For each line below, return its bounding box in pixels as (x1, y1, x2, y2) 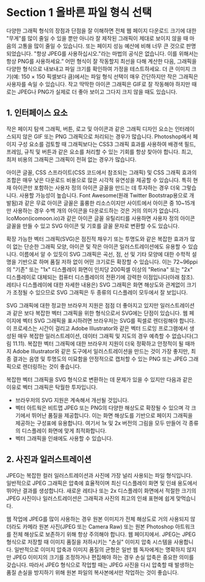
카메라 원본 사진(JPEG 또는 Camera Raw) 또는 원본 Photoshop (22, 523, 174, 530)
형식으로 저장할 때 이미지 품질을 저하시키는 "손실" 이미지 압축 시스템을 (6, 538, 173, 545)
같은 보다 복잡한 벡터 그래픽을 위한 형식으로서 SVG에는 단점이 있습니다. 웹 (12, 309, 188, 317)
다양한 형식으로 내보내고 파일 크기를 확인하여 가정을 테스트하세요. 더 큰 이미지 (6, 65, 190, 72)
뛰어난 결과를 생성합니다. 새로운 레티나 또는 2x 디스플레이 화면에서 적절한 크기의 (6, 487, 196, 494)
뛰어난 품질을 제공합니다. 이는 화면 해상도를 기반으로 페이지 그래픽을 (31, 411, 193, 419)
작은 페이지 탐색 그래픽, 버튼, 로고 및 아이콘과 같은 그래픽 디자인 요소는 (6, 125, 174, 132)
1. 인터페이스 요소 (6, 108, 68, 118)
